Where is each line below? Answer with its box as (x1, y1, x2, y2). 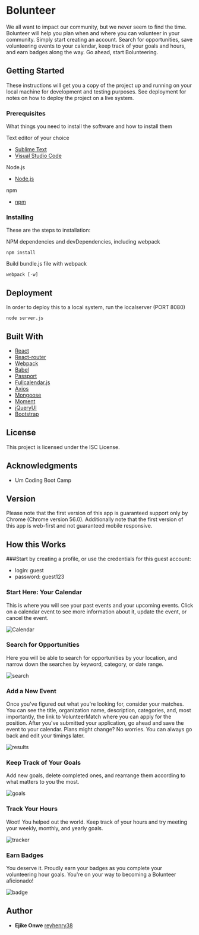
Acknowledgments (6, 461, 78, 471)
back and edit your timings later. (6, 732, 85, 739)
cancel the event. (6, 614, 49, 621)
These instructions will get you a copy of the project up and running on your (6, 82, 192, 89)
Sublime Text (14, 146, 48, 153)
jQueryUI (14, 404, 37, 411)
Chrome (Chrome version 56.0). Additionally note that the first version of (6, 516, 184, 523)
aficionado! (6, 877, 34, 884)
